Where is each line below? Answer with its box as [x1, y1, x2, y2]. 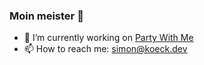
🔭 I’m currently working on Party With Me [23, 32, 194, 44]
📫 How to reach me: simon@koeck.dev [23, 43, 188, 55]
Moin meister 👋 [9, 9, 84, 23]
